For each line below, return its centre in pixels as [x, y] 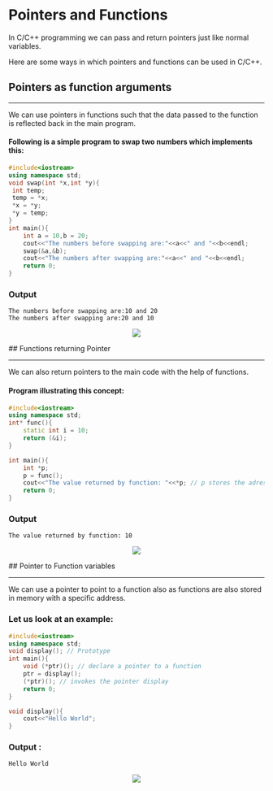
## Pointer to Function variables [62, 566]
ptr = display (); [52, 674]
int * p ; [36, 468]
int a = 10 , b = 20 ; [56, 236]
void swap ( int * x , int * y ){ [54, 183]
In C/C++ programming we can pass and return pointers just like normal [129, 37]
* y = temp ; [30, 213]
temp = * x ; [30, 198]
